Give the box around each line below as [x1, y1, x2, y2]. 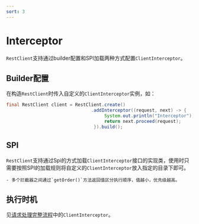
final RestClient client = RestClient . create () [6, 102, 126, 108]
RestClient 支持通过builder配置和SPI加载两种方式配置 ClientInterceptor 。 [6, 54, 186, 61]
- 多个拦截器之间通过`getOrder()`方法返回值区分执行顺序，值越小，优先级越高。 [6, 177, 180, 183]
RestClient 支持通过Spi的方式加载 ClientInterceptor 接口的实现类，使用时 [6, 157, 185, 164]
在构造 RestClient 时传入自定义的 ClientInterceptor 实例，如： [6, 90, 156, 98]
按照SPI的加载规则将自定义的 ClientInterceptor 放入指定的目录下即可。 [16, 164, 190, 171]
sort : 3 [6, 8, 25, 15]
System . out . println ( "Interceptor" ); [104, 113, 195, 119]
